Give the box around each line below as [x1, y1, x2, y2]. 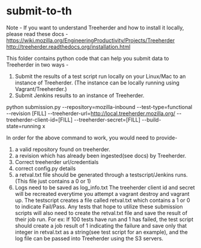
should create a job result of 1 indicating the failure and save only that [14, 222, 187, 229]
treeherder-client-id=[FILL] [6, 116, 73, 123]
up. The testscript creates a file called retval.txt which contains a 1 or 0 [14, 196, 190, 204]
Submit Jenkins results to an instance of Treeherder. [14, 92, 145, 99]
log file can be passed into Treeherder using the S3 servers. [14, 235, 164, 242]
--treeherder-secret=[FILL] [74, 116, 141, 123]
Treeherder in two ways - [6, 61, 69, 68]
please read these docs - [6, 30, 68, 37]
